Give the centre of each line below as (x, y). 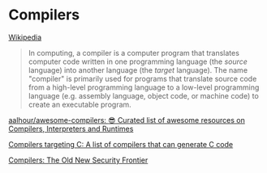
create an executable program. (80, 104)
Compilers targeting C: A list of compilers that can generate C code (121, 144)
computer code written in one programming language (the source (138, 61)
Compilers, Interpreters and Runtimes (71, 129)
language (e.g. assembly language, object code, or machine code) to (144, 95)
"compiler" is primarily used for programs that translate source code (142, 78)
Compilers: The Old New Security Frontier (78, 160)
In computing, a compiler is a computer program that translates (133, 53)
